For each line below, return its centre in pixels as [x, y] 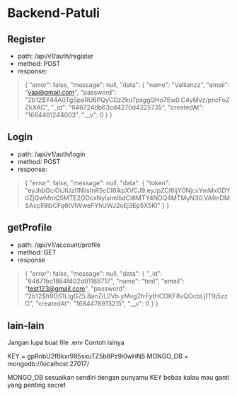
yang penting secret [36, 385]
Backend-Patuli [54, 13]
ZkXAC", [37, 107]
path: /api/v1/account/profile [59, 245]
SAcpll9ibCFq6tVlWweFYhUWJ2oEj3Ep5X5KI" [92, 205]
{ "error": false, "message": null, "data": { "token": [97, 182]
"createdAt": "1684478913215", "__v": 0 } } [97, 303]
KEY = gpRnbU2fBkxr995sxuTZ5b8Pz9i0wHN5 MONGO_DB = [98, 356]
